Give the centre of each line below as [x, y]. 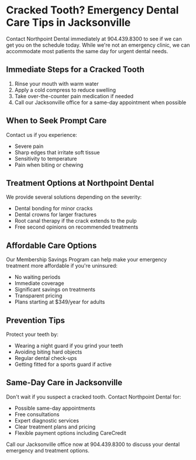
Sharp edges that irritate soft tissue [57, 152]
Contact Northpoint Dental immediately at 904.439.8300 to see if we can [94, 39]
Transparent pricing [38, 296]
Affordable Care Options [51, 245]
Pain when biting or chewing [49, 165]
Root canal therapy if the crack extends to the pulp [75, 221]
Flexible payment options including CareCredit [71, 433]
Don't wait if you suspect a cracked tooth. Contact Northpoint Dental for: [94, 397]
